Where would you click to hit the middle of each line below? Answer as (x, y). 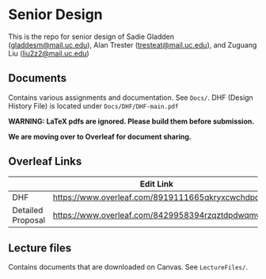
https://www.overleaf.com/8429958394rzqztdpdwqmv (157, 215)
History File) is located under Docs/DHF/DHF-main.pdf (93, 105)
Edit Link (157, 184)
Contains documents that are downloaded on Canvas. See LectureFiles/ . (128, 267)
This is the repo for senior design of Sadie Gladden (91, 36)
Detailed (28, 210)
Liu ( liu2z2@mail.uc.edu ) (49, 53)
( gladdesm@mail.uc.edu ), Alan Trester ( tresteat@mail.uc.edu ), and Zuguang (133, 44)
